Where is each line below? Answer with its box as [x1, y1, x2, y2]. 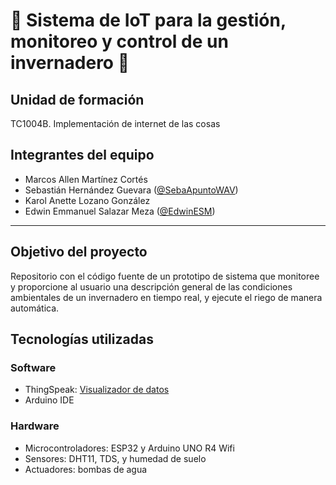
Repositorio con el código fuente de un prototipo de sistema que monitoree [10, 270, 320, 282]
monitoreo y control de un [10, 30, 229, 53]
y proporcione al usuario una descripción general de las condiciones [10, 280, 293, 293]
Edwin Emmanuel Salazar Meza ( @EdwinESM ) [24, 205, 216, 217]
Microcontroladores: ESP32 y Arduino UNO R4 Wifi [24, 442, 235, 454]
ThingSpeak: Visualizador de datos [24, 384, 170, 396]
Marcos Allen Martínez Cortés [24, 173, 148, 185]
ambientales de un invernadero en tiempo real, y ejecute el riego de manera [10, 291, 323, 303]
